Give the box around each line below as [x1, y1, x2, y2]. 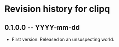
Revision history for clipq [4, 3, 110, 15]
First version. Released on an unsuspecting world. [11, 36, 115, 42]
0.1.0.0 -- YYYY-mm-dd [4, 23, 80, 32]
